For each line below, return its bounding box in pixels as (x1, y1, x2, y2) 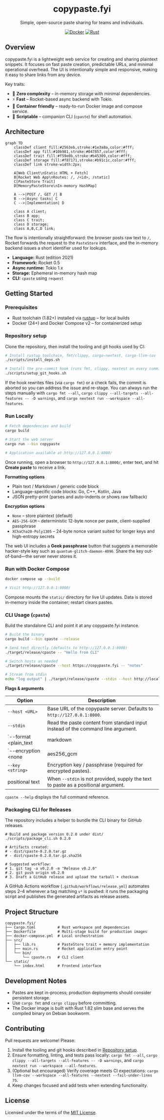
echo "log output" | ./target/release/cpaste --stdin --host (5, 677, 132, 682)
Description (87, 697, 116, 704)
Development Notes (5, 976, 67, 985)
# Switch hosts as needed (5, 659, 58, 664)
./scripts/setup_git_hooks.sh (5, 371, 67, 376)
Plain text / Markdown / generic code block (12, 483, 99, 489)
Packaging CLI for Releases (5, 806, 72, 813)
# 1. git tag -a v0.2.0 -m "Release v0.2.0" (5, 866, 97, 871)
